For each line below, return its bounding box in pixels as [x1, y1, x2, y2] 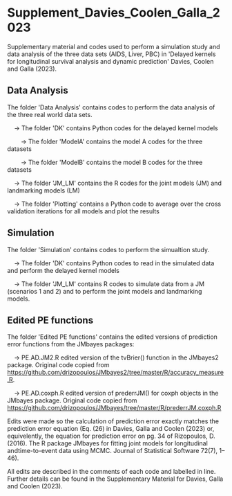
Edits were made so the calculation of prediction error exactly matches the [7, 417, 220, 425]
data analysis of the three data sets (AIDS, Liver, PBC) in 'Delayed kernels [7, 50, 216, 58]
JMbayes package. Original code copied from [7, 396, 137, 405]
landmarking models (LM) [7, 186, 81, 195]
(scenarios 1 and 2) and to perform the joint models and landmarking [7, 287, 202, 295]
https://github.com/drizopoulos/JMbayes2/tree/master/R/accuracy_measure [7, 369, 224, 377]
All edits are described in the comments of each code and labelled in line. [7, 468, 216, 476]
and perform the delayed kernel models [7, 266, 119, 274]
